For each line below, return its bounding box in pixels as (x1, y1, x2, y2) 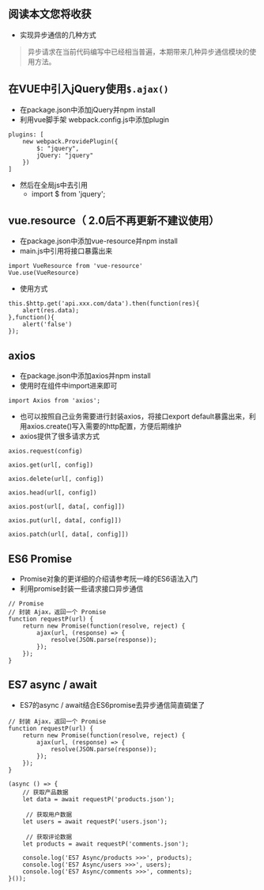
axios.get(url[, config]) (8, 461, 93, 469)
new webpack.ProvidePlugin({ (22, 137, 119, 145)
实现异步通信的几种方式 (19, 30, 96, 40)
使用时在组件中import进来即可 (19, 381, 118, 391)
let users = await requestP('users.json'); (22, 817, 168, 826)
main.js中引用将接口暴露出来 (19, 246, 113, 256)
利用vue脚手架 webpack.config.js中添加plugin (19, 114, 170, 124)
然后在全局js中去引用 (19, 180, 89, 189)
